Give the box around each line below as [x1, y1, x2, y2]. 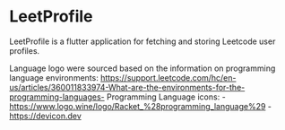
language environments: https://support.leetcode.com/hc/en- [9, 72, 237, 82]
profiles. [9, 45, 40, 56]
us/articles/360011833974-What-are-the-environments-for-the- [9, 82, 246, 92]
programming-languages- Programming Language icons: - [9, 91, 226, 102]
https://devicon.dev [9, 110, 82, 121]
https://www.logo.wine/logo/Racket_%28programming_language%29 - [9, 100, 272, 111]
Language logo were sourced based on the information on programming [9, 63, 276, 74]
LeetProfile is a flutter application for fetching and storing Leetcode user [9, 36, 276, 47]
